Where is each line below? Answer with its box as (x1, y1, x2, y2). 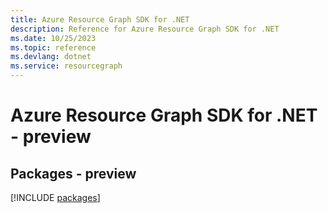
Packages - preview (10, 165, 137, 182)
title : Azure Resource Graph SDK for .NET (10, 14, 190, 25)
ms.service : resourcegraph (10, 61, 123, 71)
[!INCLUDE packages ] (10, 192, 101, 203)
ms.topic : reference (10, 42, 97, 53)
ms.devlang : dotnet (10, 52, 92, 62)
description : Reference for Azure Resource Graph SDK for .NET (10, 24, 280, 34)
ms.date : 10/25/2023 (10, 33, 97, 43)
